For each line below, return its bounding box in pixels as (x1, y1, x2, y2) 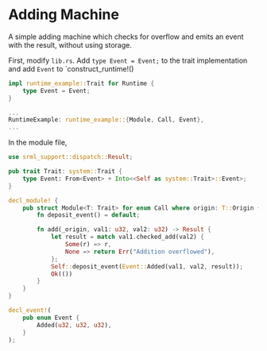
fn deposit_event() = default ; (37, 211, 141, 219)
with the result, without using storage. (8, 40, 133, 49)
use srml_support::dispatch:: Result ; (8, 153, 133, 161)
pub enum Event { (22, 314, 80, 322)
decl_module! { (8, 196, 59, 204)
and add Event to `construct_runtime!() (8, 64, 134, 73)
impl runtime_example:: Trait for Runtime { (8, 79, 155, 87)
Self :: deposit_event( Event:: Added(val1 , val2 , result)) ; (50, 262, 244, 271)
